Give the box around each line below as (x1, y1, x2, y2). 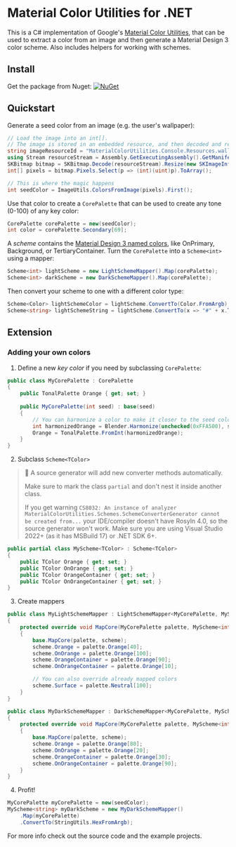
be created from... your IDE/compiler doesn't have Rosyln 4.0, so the (24, 517, 228, 526)
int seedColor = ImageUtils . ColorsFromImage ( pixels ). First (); (7, 186, 193, 194)
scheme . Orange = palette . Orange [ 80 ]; (32, 740, 143, 747)
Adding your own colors (7, 347, 91, 357)
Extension (7, 326, 53, 338)
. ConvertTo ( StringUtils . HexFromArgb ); (20, 819, 133, 826)
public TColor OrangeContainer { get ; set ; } (20, 571, 156, 578)
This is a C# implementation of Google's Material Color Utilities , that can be (7, 28, 225, 36)
